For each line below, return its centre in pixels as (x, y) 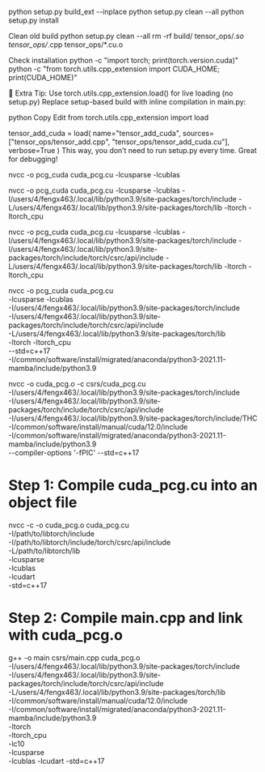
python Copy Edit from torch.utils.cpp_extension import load (109, 117)
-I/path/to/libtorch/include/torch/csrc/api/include (90, 542)
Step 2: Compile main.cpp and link (126, 618)
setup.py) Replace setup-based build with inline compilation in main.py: (127, 102)
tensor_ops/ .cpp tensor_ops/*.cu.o (66, 45)
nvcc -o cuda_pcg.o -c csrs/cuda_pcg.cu (77, 384)
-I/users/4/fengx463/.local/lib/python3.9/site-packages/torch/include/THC (133, 418)
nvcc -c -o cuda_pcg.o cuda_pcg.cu (69, 525)
